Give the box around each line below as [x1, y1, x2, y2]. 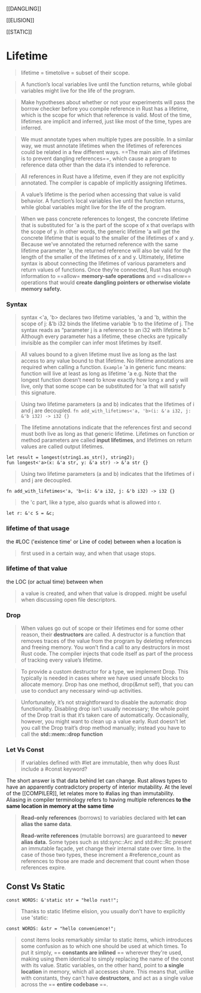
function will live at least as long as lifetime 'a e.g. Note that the [20, 370, 177, 377]
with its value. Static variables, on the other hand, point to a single [20, 962, 184, 969]
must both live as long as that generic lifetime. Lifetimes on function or [20, 430, 195, 437]
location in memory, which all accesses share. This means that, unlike [20, 968, 194, 976]
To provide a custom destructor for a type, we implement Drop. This [20, 668, 188, 675]
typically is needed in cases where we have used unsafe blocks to [20, 674, 184, 682]
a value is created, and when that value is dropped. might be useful [20, 590, 187, 597]
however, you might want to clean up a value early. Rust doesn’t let [20, 718, 186, 725]
